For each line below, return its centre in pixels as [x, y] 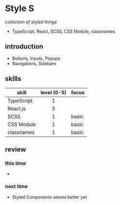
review [16, 149]
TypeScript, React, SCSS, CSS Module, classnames [63, 31]
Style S [20, 9]
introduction [24, 47]
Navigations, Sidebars [34, 63]
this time [16, 163]
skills [13, 79]
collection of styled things [31, 22]
